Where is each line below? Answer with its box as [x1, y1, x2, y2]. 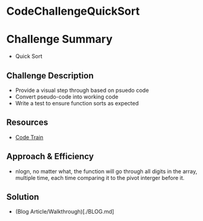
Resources [6, 118, 48, 128]
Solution [6, 192, 39, 202]
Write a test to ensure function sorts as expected [15, 99, 139, 107]
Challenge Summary [6, 32, 113, 47]
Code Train [15, 133, 44, 141]
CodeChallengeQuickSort [6, 4, 140, 18]
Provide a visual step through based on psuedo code [15, 86, 149, 94]
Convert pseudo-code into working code [15, 93, 118, 100]
